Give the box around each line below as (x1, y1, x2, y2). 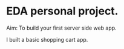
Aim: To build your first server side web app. (6, 24, 117, 31)
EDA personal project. (6, 4, 119, 18)
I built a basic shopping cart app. (6, 36, 88, 43)
